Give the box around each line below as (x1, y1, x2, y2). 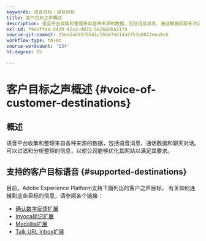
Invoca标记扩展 (15, 212, 54, 220)
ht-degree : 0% (6, 49, 43, 55)
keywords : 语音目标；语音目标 (6, 9, 75, 15)
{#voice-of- (94, 82, 156, 96)
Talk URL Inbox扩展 (15, 228, 64, 235)
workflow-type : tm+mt (6, 37, 62, 44)
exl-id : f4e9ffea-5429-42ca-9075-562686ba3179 (6, 26, 128, 33)
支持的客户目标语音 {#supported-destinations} (6, 167, 187, 177)
